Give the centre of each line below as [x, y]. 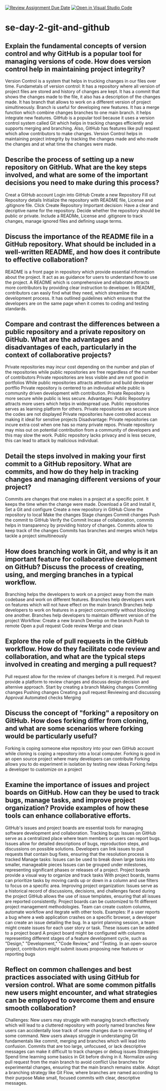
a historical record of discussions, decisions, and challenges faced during [80, 891]
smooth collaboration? [41, 1008]
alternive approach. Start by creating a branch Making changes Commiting [81, 687]
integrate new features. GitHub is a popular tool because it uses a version [80, 118]
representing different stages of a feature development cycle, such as [76, 938]
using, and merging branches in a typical [69, 574]
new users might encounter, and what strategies [81, 992]
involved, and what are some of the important [77, 175]
